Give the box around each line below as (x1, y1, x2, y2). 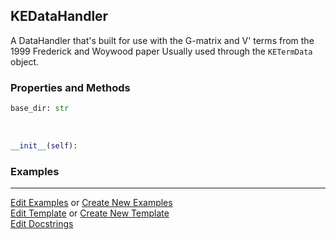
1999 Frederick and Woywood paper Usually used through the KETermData (10, 45, 313, 57)
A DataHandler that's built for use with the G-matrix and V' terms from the (10, 34, 315, 46)
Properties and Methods (10, 80, 131, 94)
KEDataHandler (10, 8, 109, 25)
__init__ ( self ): (10, 140, 78, 151)
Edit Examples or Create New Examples (10, 197, 173, 209)
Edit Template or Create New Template (10, 207, 170, 219)
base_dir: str (10, 104, 70, 114)
